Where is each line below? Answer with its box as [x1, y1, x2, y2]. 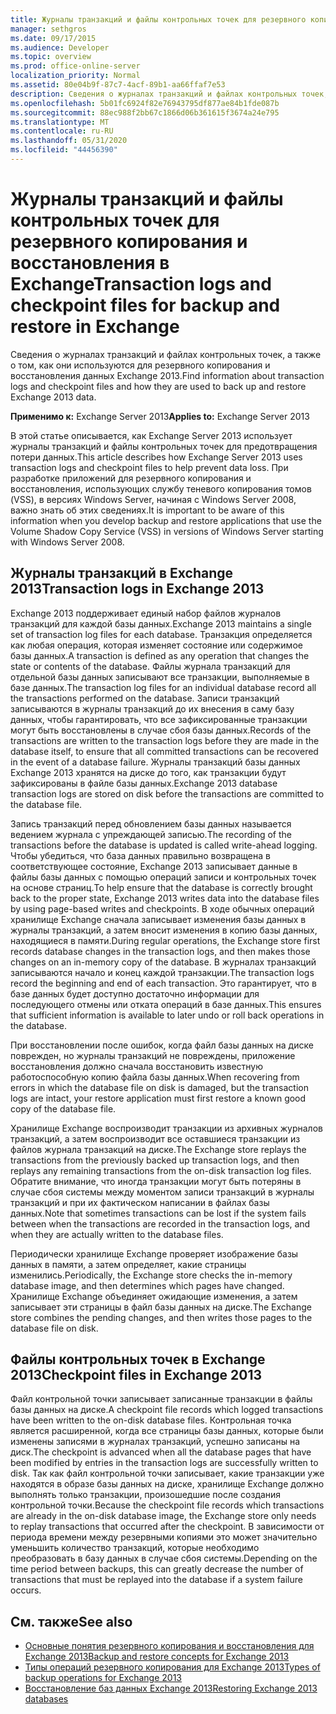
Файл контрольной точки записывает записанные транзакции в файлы [10, 1393, 313, 1405]
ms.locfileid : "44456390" [10, 145, 118, 155]
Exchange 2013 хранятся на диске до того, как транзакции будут [10, 766, 287, 778]
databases [24, 1693, 69, 1705]
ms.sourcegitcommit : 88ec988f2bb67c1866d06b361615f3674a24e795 [10, 107, 280, 118]
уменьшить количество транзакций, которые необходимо [10, 1542, 260, 1554]
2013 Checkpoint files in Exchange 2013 [10, 1367, 263, 1384]
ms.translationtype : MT [10, 117, 110, 127]
